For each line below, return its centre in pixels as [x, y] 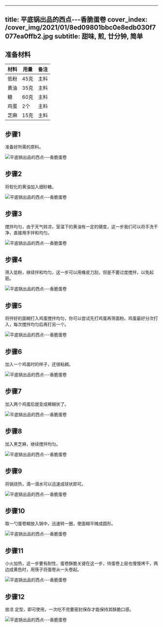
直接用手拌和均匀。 [33, 232]
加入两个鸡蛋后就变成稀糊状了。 [37, 404]
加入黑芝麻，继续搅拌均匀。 [33, 444]
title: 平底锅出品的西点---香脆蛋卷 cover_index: [76, 20]
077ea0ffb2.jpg [29, 36]
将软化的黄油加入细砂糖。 [31, 187]
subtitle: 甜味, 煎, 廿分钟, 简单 [99, 36]
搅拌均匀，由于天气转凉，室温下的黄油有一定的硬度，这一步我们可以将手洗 [79, 227]
